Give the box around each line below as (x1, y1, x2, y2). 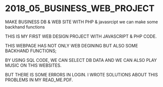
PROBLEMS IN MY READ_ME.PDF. (5, 77, 73, 83)
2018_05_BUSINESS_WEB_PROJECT (5, 3, 155, 14)
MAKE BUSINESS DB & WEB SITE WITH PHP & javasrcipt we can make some (5, 19, 158, 25)
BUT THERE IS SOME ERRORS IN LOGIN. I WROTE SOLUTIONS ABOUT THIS (5, 72, 158, 77)
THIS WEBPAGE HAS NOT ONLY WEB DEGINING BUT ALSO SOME (5, 43, 138, 48)
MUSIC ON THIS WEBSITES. (5, 62, 62, 68)
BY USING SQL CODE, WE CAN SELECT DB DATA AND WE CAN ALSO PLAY (5, 57, 157, 63)
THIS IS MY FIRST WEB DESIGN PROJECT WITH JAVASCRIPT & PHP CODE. (5, 33, 157, 39)
